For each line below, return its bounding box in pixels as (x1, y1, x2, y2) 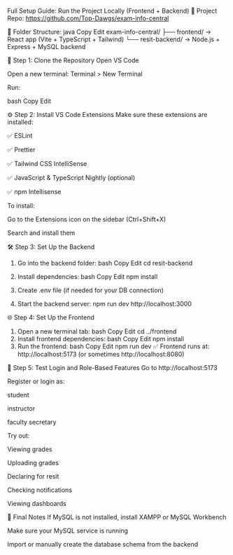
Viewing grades (7, 445, 52, 453)
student (7, 391, 29, 399)
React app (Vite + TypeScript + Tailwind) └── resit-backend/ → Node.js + (7, 35, 220, 43)
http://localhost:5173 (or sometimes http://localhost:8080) (17, 350, 185, 358)
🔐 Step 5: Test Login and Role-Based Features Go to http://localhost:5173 (7, 364, 218, 371)
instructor (7, 404, 36, 413)
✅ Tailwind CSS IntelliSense (7, 160, 87, 167)
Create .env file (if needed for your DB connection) (17, 286, 164, 294)
